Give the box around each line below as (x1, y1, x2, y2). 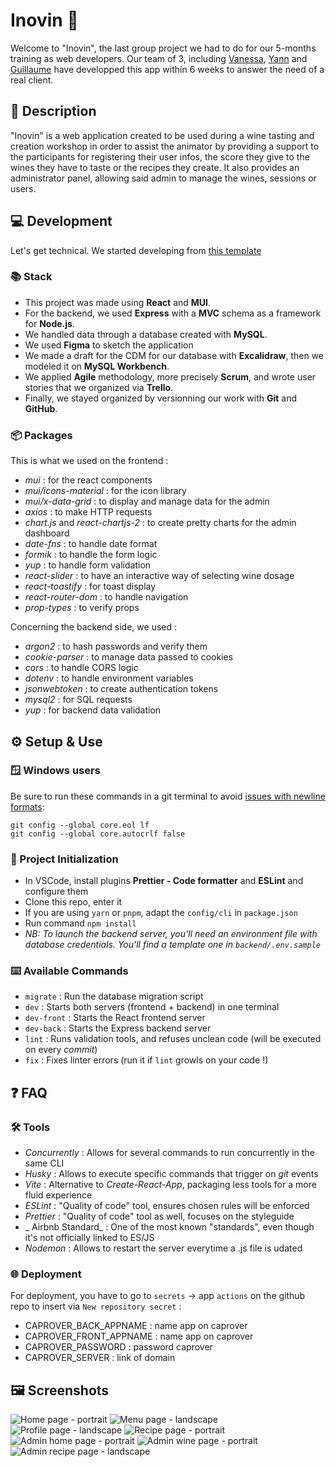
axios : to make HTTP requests (24, 506, 153, 518)
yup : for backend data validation (24, 704, 162, 716)
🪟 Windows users (10, 764, 101, 778)
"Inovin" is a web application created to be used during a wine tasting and (10, 129, 315, 141)
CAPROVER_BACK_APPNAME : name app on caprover (24, 1320, 248, 1332)
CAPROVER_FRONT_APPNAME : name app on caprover (24, 1330, 254, 1343)
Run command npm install (24, 917, 137, 929)
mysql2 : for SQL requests (24, 694, 133, 706)
